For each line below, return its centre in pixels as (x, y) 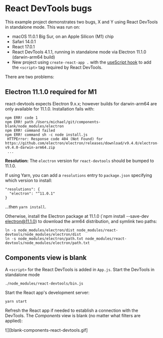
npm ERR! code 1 (21, 118)
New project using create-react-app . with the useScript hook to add (82, 62)
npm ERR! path (19, 122)
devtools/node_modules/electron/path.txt (48, 243)
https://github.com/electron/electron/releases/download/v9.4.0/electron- (82, 143)
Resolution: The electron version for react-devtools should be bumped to (80, 161)
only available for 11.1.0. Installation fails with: (50, 109)
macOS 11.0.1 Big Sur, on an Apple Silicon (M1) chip (63, 36)
